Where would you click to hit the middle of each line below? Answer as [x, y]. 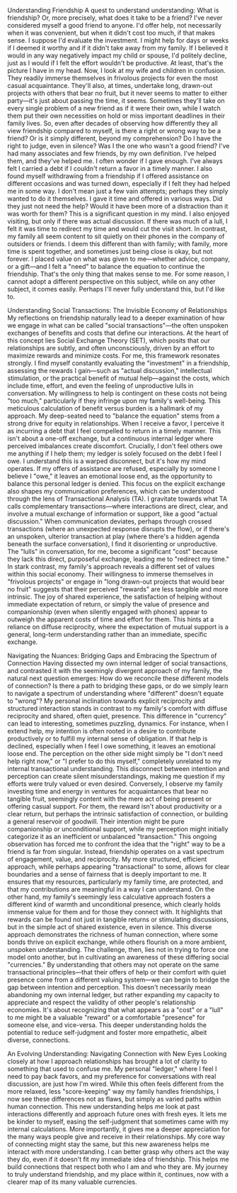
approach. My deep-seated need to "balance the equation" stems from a [114, 416]
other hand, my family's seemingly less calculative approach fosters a [109, 897]
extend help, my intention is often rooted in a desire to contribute [102, 731]
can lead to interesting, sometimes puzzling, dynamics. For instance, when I [118, 723]
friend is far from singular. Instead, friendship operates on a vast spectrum [116, 851]
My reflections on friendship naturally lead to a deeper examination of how [116, 318]
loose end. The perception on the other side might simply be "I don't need [115, 754]
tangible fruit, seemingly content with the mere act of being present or [110, 799]
